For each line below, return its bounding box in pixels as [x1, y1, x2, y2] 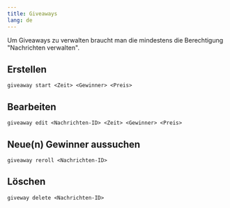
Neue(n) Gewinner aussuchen [7, 138, 141, 150]
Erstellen [7, 64, 47, 75]
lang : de [7, 17, 33, 24]
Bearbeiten [7, 101, 57, 112]
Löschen [7, 176, 46, 188]
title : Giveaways [7, 10, 58, 17]
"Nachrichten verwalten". [7, 43, 80, 52]
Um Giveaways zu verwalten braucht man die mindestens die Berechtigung [7, 36, 224, 44]
